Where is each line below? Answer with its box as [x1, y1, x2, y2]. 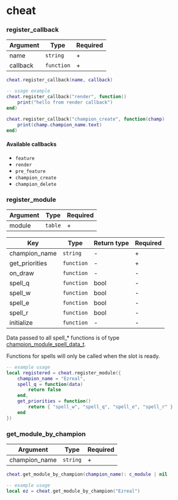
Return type [93, 238, 129, 247]
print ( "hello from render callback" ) [17, 99, 113, 105]
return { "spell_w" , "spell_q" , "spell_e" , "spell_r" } [28, 404, 173, 410]
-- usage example [6, 88, 51, 95]
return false [28, 387, 62, 393]
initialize [9, 318, 33, 327]
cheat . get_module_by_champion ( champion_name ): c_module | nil [6, 471, 168, 477]
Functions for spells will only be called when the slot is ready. [6, 352, 160, 360]
